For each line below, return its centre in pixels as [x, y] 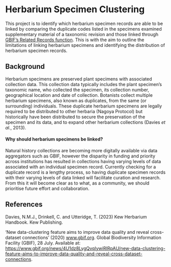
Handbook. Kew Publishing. [34, 222]
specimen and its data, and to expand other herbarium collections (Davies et [85, 122]
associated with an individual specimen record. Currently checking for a [81, 167]
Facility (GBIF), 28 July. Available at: [43, 243]
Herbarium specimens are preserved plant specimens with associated [79, 79]
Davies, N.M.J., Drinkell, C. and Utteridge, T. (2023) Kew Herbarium [76, 217]
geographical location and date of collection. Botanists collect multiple [79, 95]
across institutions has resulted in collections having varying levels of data [83, 161]
